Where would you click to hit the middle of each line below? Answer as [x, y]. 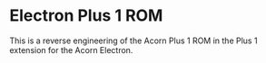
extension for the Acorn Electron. [71, 49]
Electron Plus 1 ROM [86, 16]
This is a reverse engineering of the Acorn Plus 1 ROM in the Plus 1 [133, 40]
